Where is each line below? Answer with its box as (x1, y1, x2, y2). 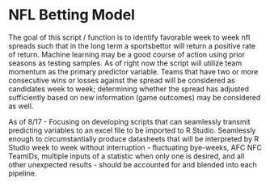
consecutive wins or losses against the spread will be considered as (8, 75, 236, 85)
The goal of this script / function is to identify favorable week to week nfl (8, 32, 251, 42)
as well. (8, 101, 34, 111)
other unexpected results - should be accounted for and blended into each (8, 159, 257, 169)
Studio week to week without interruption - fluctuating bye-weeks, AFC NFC (8, 142, 263, 152)
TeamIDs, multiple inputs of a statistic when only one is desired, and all (8, 151, 245, 161)
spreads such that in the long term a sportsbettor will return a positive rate (8, 40, 256, 50)
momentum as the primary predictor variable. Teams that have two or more (8, 66, 259, 76)
